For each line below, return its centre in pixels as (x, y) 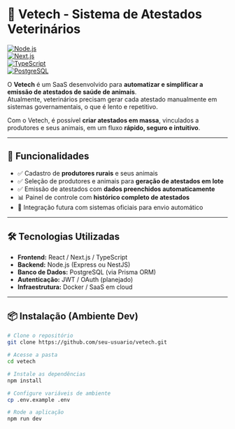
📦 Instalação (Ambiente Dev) (73, 316)
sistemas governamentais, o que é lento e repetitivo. (83, 106)
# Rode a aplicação (36, 412)
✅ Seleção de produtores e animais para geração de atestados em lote (120, 181)
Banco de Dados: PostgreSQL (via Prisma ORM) (86, 272)
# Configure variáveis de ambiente (59, 393)
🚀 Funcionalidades (48, 156)
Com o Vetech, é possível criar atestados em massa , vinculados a (103, 120)
